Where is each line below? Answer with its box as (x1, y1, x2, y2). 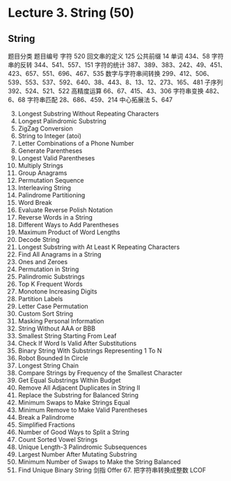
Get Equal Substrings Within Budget (17, 376, 121, 384)
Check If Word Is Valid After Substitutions (17, 339, 137, 347)
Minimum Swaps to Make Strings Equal (17, 399, 131, 406)
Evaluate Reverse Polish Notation (17, 206, 113, 214)
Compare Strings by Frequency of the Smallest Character (17, 369, 183, 377)
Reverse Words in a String (17, 213, 93, 221)
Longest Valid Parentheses (17, 154, 95, 162)
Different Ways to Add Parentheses (17, 221, 119, 229)
